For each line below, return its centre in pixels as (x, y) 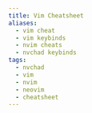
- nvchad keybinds (46, 53)
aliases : (23, 23)
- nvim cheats (39, 45)
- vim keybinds (41, 38)
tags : (17, 60)
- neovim (30, 90)
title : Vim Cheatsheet (46, 16)
